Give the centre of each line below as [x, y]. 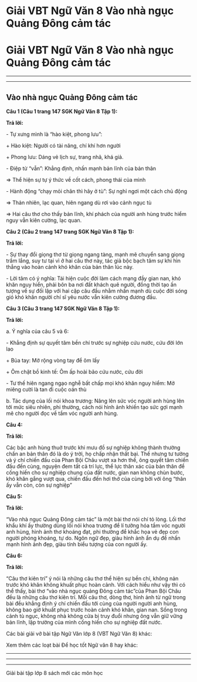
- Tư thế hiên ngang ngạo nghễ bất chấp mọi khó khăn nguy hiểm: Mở [90, 383]
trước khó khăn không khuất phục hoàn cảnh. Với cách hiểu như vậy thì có [96, 584]
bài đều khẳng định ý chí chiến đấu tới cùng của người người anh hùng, [92, 603]
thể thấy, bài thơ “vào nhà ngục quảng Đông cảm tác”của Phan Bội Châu [94, 591]
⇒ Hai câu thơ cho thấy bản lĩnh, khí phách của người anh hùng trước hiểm [96, 214]
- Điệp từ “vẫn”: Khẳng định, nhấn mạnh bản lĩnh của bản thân [81, 168]
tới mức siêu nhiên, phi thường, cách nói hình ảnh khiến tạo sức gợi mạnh [94, 407]
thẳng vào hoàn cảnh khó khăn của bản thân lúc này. [70, 267]
